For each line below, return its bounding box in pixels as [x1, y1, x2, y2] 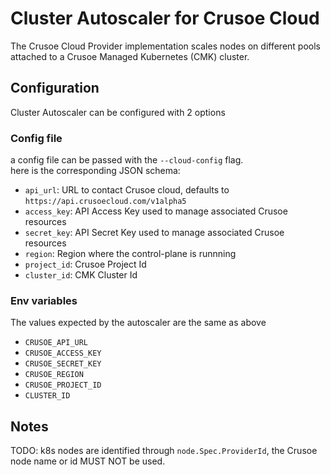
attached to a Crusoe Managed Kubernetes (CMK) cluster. [10, 50, 250, 62]
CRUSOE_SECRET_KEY [24, 359, 102, 369]
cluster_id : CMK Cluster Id [24, 269, 138, 281]
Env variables [10, 293, 78, 307]
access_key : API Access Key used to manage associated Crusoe [24, 205, 288, 217]
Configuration [10, 80, 100, 97]
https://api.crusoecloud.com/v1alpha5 [24, 197, 187, 207]
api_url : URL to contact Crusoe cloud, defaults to [24, 184, 230, 196]
